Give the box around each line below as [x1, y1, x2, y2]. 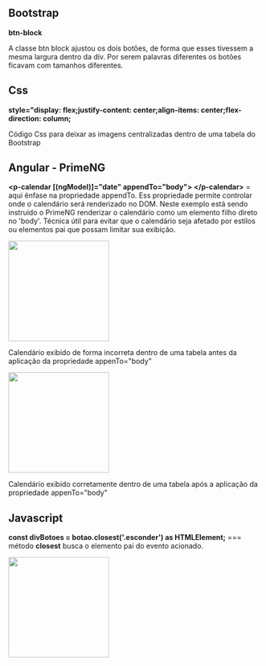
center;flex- [200, 104, 243, 115]
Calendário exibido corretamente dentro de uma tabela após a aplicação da [8, 480, 259, 489]
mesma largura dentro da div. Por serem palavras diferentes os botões [8, 51, 242, 61]
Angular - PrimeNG [8, 161, 106, 175]
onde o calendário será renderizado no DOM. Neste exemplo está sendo [8, 199, 248, 209]
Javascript [8, 511, 63, 525]
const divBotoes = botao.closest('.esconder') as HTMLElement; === [8, 533, 242, 542]
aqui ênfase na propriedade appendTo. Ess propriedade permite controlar [8, 190, 253, 200]
